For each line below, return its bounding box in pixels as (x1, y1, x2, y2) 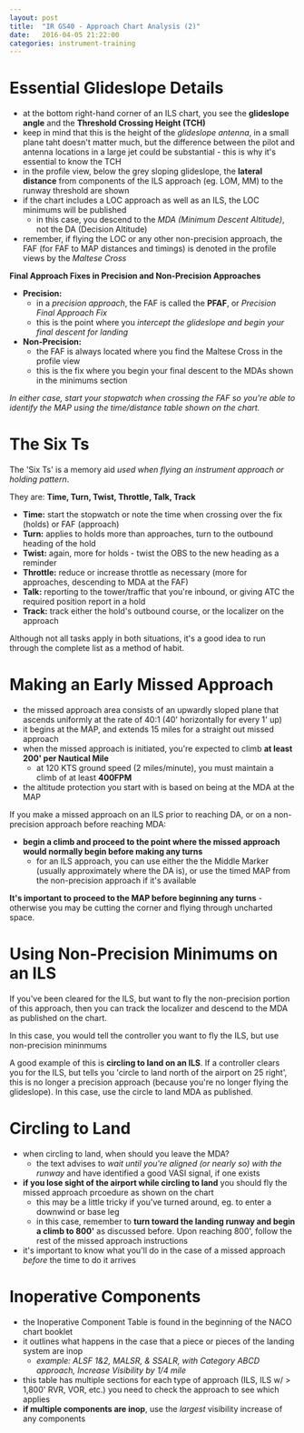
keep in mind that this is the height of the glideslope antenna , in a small (22, 127, 289, 138)
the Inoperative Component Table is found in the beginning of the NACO (22, 1316, 292, 1328)
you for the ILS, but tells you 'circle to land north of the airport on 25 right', (9, 1067, 288, 1077)
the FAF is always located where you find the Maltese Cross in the (35, 346, 283, 357)
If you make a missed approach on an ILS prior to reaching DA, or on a (9, 809, 272, 820)
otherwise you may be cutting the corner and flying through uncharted (9, 902, 273, 914)
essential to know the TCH (22, 156, 122, 167)
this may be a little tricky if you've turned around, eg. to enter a (35, 1197, 272, 1208)
